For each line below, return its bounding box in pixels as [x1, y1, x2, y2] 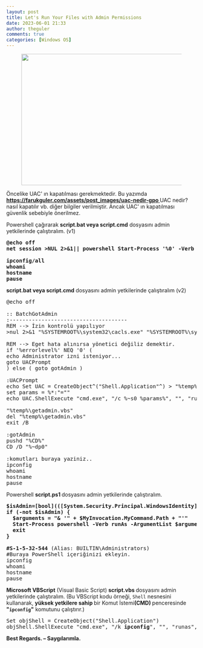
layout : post [6, 8, 39, 15]
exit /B [6, 419, 29, 426]
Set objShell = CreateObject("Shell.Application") [6, 617, 159, 624]
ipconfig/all [6, 257, 45, 264]
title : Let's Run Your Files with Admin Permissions [6, 14, 142, 21]
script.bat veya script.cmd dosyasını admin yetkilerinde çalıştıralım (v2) [6, 287, 187, 294]
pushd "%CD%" [6, 437, 45, 444]
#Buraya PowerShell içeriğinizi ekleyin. [6, 551, 131, 557]
